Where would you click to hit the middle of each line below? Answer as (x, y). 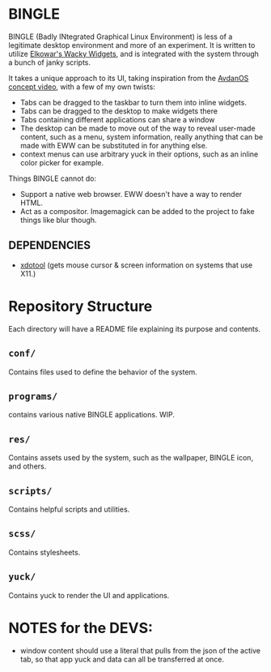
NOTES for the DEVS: (81, 628)
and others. (28, 466)
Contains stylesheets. (44, 552)
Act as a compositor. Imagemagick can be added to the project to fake (137, 211)
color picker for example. (62, 162)
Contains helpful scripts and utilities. (69, 509)
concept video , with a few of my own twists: (82, 87)
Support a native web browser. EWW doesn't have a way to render (131, 194)
